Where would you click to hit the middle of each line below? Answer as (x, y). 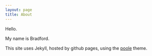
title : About (19, 14)
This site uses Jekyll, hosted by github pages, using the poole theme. (76, 48)
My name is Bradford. (27, 38)
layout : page (19, 10)
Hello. (11, 28)
